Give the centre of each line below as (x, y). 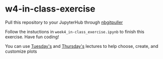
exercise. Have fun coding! (32, 37)
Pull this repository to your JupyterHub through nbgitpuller (64, 22)
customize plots (21, 51)
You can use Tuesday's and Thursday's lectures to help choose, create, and (82, 46)
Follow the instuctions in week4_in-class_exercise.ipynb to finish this (75, 31)
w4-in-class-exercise (50, 9)
